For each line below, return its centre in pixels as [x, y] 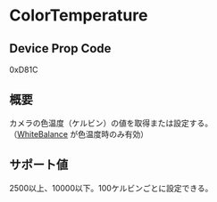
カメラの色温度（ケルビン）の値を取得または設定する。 [111, 123]
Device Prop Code [60, 48]
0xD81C [24, 69]
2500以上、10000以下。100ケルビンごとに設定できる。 [111, 188]
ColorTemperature [79, 16]
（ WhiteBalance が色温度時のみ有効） [79, 133]
